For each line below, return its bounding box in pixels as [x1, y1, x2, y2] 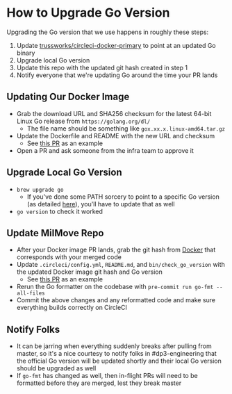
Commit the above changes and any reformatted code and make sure [16, 296, 216, 304]
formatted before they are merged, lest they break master [16, 379, 182, 387]
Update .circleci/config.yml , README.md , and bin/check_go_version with [16, 261, 225, 269]
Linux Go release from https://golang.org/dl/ [16, 117, 151, 125]
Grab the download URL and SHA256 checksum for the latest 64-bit [16, 109, 212, 117]
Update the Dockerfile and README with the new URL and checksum [16, 131, 215, 140]
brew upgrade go [16, 186, 64, 193]
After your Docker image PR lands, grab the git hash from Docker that [16, 245, 216, 254]
